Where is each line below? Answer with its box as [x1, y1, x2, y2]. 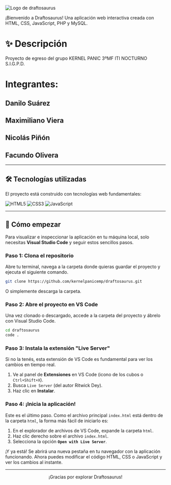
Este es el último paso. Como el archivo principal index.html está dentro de [5, 412, 163, 418]
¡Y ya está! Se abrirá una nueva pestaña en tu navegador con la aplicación [5, 448, 161, 454]
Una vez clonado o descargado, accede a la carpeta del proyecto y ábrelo [5, 312, 161, 319]
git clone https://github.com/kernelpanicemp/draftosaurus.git [5, 279, 142, 284]
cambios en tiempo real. [5, 361, 56, 368]
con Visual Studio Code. [5, 318, 56, 324]
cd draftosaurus [5, 328, 40, 333]
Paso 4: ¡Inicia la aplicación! [5, 401, 76, 408]
